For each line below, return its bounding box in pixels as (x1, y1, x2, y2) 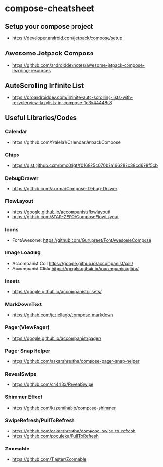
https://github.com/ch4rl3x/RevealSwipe (12, 381, 94, 387)
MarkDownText (5, 301, 42, 308)
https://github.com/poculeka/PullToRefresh (12, 433, 99, 439)
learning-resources (12, 67, 51, 73)
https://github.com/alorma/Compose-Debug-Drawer (12, 185, 118, 191)
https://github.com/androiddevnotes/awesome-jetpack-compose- (12, 62, 145, 68)
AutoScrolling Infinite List (5, 81, 84, 90)
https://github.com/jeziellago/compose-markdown (12, 312, 113, 318)
